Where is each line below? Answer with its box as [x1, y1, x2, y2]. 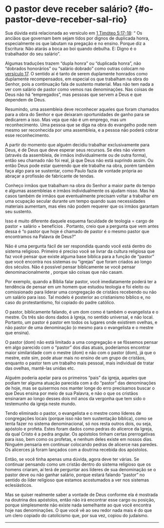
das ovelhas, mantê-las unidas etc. [5, 365, 75, 371]
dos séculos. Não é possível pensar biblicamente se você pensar [5, 264, 136, 270]
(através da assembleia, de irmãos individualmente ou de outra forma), [5, 152, 147, 158]
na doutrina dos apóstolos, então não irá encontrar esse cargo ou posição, [5, 497, 155, 503]
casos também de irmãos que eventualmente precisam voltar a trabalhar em [5, 192, 159, 199]
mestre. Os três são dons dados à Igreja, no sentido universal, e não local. [5, 314, 154, 320]
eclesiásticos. [5, 482, 33, 488]
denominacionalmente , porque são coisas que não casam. [5, 269, 123, 275]
